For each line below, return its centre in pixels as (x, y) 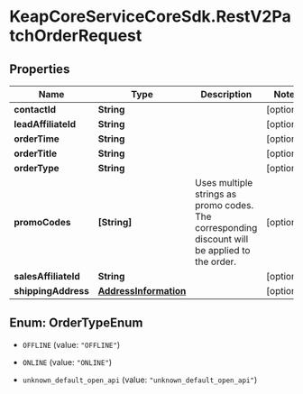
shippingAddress (52, 291)
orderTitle (35, 153)
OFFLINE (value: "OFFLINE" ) (71, 344)
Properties (40, 69)
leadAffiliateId (45, 124)
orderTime (37, 139)
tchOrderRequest (76, 36)
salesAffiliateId (47, 276)
